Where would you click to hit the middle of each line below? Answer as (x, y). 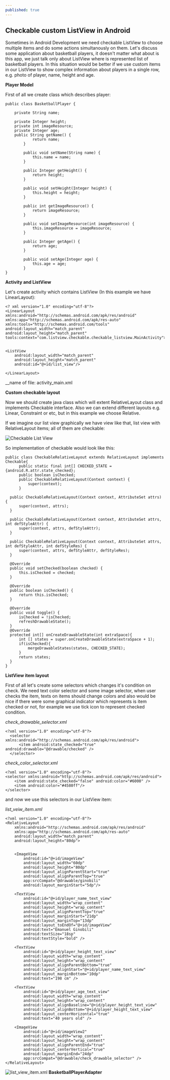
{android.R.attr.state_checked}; (40, 471)
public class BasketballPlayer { (40, 104)
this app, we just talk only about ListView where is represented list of (77, 59)
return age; (45, 246)
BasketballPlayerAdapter (75, 1072)
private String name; (37, 113)
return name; (46, 140)
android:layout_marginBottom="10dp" (62, 974)
